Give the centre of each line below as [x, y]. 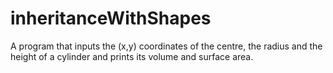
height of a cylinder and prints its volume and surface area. [132, 56]
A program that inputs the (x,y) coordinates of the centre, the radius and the [166, 46]
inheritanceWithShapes [111, 18]
